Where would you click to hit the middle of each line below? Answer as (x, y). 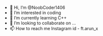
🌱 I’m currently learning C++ (38, 18)
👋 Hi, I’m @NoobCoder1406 (37, 8)
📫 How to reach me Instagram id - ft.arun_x (54, 28)
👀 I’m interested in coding (35, 13)
